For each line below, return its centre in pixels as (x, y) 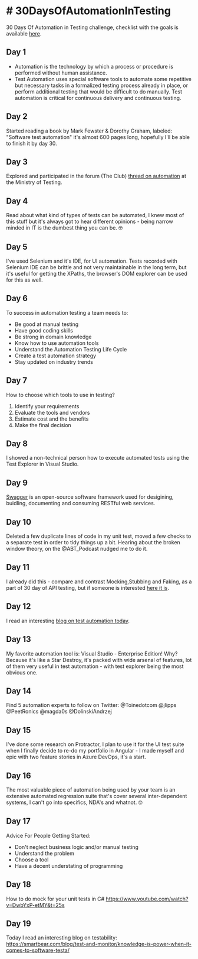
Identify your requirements (47, 406)
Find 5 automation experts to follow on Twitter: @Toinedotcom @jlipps (91, 705)
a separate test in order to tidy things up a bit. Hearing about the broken (93, 543)
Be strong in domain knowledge (53, 337)
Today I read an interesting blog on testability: (62, 938)
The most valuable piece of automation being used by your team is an (91, 790)
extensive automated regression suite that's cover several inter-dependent (97, 796)
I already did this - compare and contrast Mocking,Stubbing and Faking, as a (99, 582)
